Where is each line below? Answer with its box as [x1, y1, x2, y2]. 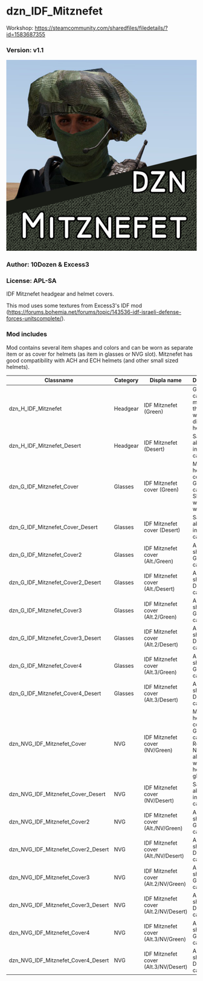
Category [114, 377, 139, 384]
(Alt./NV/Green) [144, 825, 183, 831]
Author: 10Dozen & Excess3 [6, 261, 89, 269]
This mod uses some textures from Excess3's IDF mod [6, 302, 143, 310]
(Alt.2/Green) [144, 613, 177, 620]
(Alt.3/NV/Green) [144, 936, 186, 943]
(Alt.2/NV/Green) [144, 880, 186, 887]
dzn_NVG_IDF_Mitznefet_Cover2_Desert [8, 846, 109, 853]
